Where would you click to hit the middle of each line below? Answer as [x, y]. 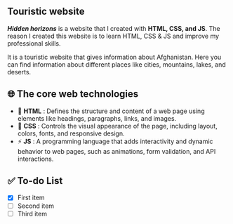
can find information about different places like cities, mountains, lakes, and [116, 64]
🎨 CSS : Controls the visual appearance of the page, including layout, [117, 126]
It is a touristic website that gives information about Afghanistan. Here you [114, 57]
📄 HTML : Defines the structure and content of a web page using [111, 111]
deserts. [19, 72]
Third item [32, 213]
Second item [36, 206]
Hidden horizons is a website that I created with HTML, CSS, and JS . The [114, 28]
